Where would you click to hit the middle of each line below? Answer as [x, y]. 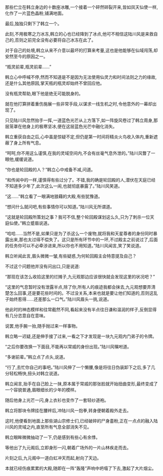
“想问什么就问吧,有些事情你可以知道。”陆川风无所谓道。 [60, 207]
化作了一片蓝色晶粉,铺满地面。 [36, 13]
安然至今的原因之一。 [26, 56]
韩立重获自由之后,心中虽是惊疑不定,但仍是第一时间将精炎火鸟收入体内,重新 [80, 137]
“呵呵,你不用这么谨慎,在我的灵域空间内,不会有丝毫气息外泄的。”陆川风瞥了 [78, 153]
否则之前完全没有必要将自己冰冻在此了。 [55, 40]
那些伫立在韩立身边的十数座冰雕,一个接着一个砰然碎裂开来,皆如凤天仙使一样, [81, 7]
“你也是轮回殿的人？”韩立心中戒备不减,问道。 [50, 170]
